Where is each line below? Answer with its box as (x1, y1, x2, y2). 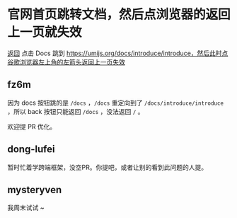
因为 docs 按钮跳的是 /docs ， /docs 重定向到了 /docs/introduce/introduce (7, 98, 224, 107)
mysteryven (7, 183, 62, 195)
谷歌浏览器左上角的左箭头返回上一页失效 (7, 57, 125, 66)
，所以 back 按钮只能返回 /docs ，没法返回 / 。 (7, 107, 144, 115)
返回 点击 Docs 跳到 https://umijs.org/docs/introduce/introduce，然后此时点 (7, 49, 229, 57)
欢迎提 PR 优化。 (7, 122, 57, 131)
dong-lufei (7, 143, 55, 156)
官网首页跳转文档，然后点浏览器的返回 (7, 6, 231, 23)
